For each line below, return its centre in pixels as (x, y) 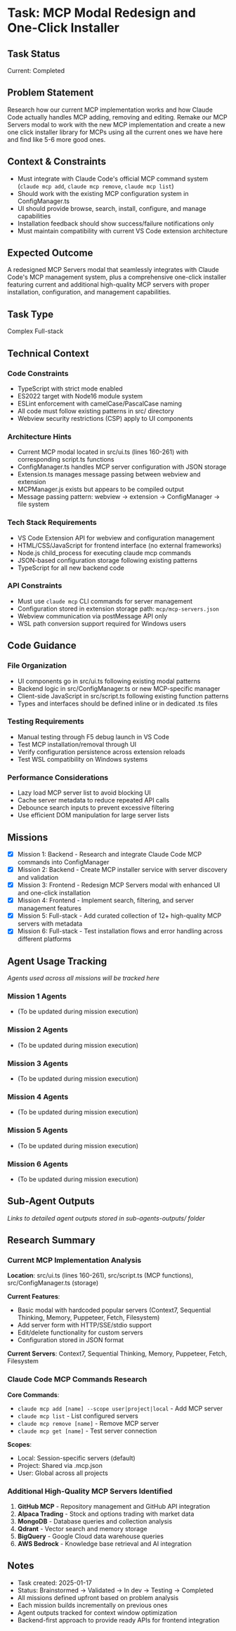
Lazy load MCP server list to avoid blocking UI (84, 793)
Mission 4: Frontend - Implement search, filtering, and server (106, 900)
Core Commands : (33, 1395)
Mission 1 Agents (37, 996)
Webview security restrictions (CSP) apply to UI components (105, 418)
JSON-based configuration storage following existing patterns (107, 560)
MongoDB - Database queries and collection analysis (95, 1521)
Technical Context (48, 353)
